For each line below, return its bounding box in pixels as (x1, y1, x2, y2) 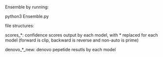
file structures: (5, 23, 35, 28)
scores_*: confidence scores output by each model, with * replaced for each (5, 32, 158, 38)
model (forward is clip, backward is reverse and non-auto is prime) (5, 37, 139, 43)
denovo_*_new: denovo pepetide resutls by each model (5, 47, 116, 52)
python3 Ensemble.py (5, 14, 49, 19)
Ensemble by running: (5, 4, 49, 10)
